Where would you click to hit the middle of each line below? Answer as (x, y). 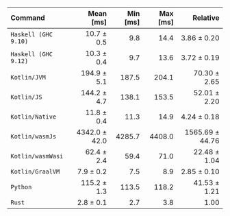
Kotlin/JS (26, 97)
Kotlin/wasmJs (34, 136)
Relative (206, 18)
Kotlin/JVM (28, 77)
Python (21, 187)
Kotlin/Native (34, 117)
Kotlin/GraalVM (35, 172)
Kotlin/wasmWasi (37, 156)
